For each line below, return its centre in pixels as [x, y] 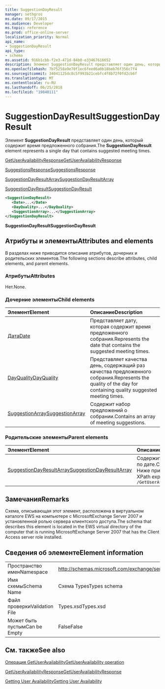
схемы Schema [25, 586]
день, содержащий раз [118, 365]
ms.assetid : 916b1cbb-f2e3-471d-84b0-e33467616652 [58, 60]
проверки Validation [30, 606]
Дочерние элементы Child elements [50, 300]
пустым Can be [25, 627]
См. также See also [35, 650]
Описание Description [116, 312]
